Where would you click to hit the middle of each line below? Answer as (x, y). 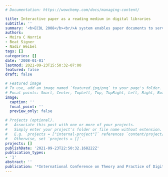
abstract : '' (19, 162)
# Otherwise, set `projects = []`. (44, 139)
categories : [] (21, 56)
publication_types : (25, 153)
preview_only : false (31, 111)
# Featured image (23, 84)
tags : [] (14, 51)
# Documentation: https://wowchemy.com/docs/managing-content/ (72, 10)
